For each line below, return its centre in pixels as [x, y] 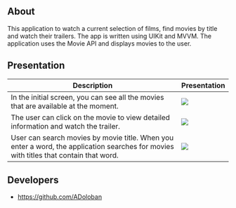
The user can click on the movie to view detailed [91, 117]
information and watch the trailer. [66, 126]
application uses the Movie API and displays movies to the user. [99, 43]
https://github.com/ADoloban [60, 197]
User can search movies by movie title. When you [92, 138]
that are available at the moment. [65, 106]
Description [93, 85]
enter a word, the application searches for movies [92, 146]
